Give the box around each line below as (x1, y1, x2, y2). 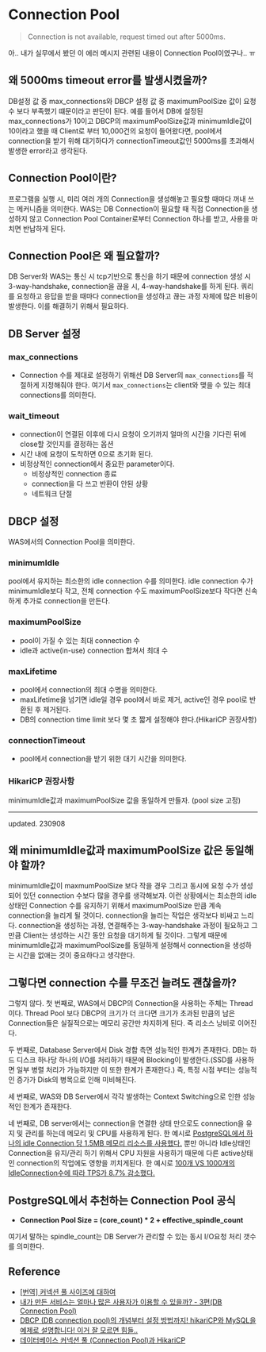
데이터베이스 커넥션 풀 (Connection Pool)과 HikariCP (19, 1335, 186, 1345)
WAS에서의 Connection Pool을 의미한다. (8, 537, 135, 547)
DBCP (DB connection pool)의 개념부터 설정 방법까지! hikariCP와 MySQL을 (19, 1315, 256, 1325)
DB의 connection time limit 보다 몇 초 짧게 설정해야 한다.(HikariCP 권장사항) (19, 715, 257, 724)
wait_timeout (8, 410, 59, 422)
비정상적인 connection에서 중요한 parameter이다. (19, 459, 175, 469)
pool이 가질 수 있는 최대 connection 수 (19, 635, 140, 645)
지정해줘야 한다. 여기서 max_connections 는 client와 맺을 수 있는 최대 (40, 380, 251, 390)
